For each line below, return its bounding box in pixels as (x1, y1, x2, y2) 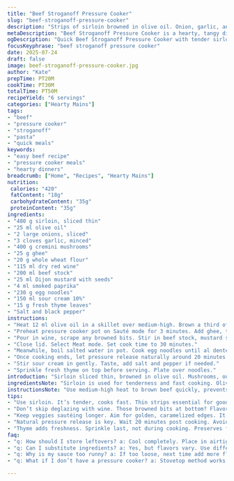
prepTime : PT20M (7, 75, 54, 82)
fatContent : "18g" (10, 192, 64, 199)
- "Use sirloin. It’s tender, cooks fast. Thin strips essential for (7, 399, 214, 406)
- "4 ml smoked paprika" (7, 282, 79, 289)
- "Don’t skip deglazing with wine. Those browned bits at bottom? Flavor (7, 406, 229, 413)
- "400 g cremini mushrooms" (7, 243, 92, 251)
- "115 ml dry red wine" (7, 263, 79, 270)
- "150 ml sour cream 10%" (7, 296, 86, 303)
